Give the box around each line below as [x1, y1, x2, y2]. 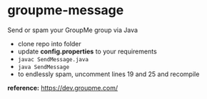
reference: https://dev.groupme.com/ [7, 83, 118, 92]
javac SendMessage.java [17, 56, 89, 63]
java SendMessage [17, 63, 70, 71]
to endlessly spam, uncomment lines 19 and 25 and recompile [17, 70, 200, 78]
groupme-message [7, 2, 124, 19]
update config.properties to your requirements [17, 47, 157, 56]
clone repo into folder [17, 39, 82, 48]
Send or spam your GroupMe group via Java [7, 26, 138, 34]
